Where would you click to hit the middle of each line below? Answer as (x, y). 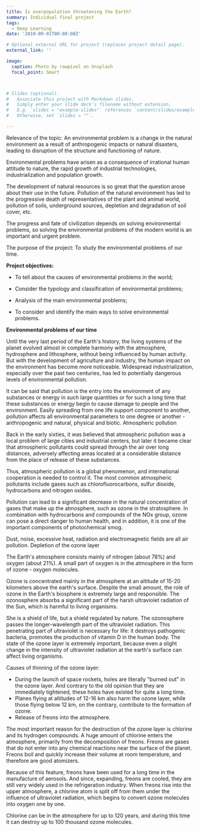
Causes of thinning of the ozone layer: (53, 667)
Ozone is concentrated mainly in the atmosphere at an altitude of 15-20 (93, 581)
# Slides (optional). (33, 93)
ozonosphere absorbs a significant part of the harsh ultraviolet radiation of (98, 600)
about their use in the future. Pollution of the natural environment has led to (98, 192)
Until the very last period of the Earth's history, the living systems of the (94, 341)
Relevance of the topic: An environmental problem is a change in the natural (99, 137)
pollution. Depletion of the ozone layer (53, 545)
